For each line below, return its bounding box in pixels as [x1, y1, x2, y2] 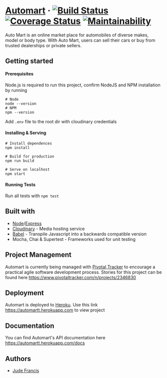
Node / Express [12, 220, 42, 226]
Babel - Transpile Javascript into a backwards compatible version [12, 231, 147, 237]
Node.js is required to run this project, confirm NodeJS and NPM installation [5, 82, 161, 88]
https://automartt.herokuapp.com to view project [5, 307, 105, 313]
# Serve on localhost [5, 167, 50, 172]
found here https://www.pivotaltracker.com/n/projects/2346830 [5, 274, 136, 280]
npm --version [5, 110, 35, 115]
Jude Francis [12, 368, 39, 374]
